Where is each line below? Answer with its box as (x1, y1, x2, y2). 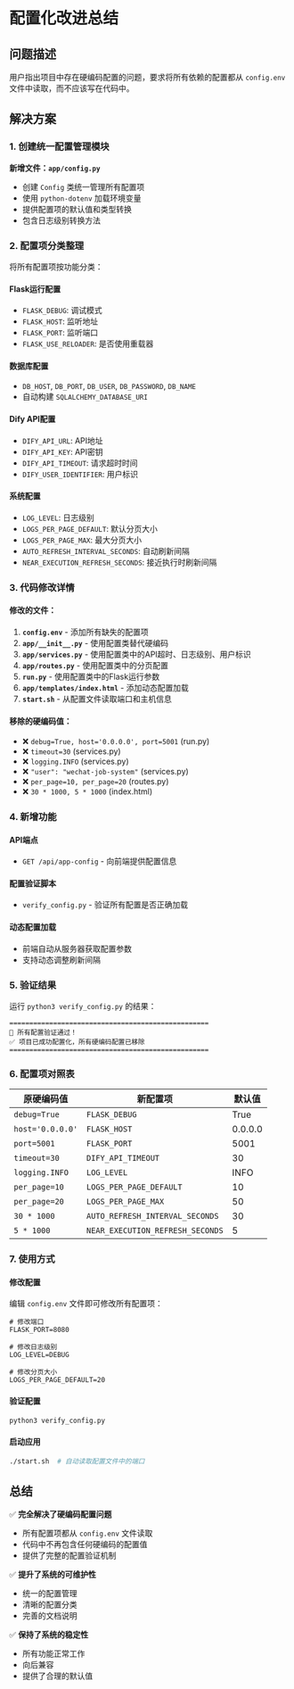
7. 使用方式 (9, 1253, 55, 1265)
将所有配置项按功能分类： (9, 261, 103, 272)
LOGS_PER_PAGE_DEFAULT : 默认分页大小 (21, 523, 159, 534)
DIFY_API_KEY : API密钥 (21, 446, 104, 457)
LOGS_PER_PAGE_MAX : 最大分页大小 (21, 534, 143, 545)
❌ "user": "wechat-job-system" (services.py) (21, 766, 189, 777)
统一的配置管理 (21, 1588, 78, 1599)
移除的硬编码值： (9, 716, 72, 726)
